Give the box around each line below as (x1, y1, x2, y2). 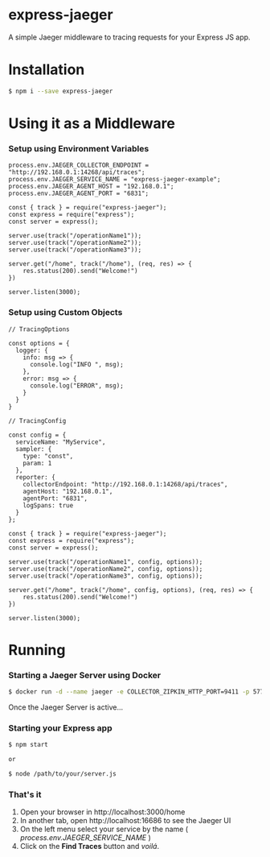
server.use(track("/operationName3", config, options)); (8, 572, 203, 580)
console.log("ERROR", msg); (29, 381, 125, 390)
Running (8, 640, 66, 659)
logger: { (15, 346, 48, 354)
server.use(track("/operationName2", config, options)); (8, 565, 203, 573)
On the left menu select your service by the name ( (19, 824, 189, 834)
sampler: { (15, 445, 52, 453)
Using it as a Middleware (8, 114, 175, 132)
